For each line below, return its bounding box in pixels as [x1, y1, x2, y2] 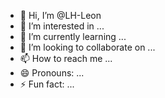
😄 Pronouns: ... [19, 67, 85, 79]
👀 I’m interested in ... [19, 20, 105, 32]
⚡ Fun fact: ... [19, 78, 75, 90]
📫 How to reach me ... [19, 53, 113, 64]
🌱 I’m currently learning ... [19, 31, 127, 42]
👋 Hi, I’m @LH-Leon [19, 10, 102, 21]
